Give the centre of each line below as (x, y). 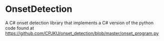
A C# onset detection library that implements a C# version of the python (79, 23)
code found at (19, 28)
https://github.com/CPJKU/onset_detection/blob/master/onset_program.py (82, 33)
